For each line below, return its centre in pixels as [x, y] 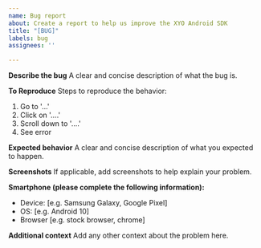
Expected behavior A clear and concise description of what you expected [131, 148]
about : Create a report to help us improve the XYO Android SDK [118, 23]
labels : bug [28, 38]
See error [36, 132]
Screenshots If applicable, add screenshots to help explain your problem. [130, 172]
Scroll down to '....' [51, 124]
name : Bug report [37, 16]
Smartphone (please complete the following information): [106, 187]
